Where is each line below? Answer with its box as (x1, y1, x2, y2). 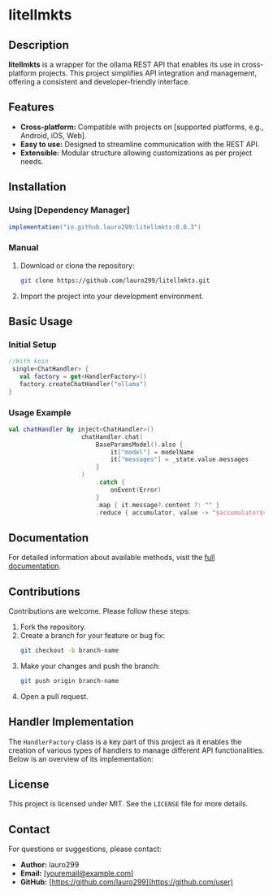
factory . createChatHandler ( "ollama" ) (19, 380, 148, 388)
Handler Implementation (8, 715, 134, 729)
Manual (8, 242, 39, 254)
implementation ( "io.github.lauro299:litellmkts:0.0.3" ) (8, 223, 201, 231)
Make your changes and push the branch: (19, 661, 161, 671)
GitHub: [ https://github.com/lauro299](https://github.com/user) (19, 877, 234, 887)
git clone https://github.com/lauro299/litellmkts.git (19, 276, 210, 285)
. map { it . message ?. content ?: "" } (95, 501, 220, 509)
